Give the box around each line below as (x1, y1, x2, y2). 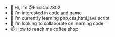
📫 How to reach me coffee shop (10, 26, 79, 32)
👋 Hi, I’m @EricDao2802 (10, 5, 61, 10)
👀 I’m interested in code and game (10, 10, 82, 16)
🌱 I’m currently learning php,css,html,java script (10, 15, 110, 21)
